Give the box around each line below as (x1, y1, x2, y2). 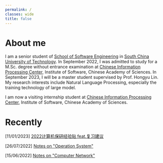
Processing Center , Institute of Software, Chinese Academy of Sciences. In (5, 69, 157, 75)
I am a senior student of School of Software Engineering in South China (5, 53, 149, 59)
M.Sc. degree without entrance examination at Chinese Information (5, 64, 141, 70)
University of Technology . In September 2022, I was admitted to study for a (5, 59, 158, 65)
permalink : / (5, 7, 32, 12)
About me (5, 37, 46, 48)
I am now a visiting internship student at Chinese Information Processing (5, 94, 152, 100)
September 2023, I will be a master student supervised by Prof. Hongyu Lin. (5, 74, 159, 80)
